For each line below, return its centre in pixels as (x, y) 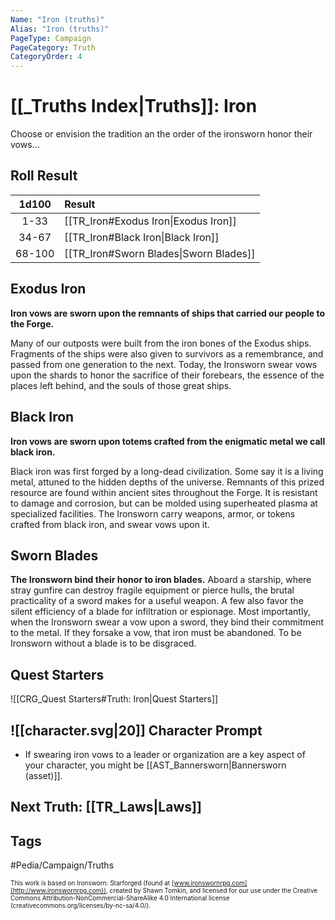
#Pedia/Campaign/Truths (62, 865)
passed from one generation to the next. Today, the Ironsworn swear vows (164, 364)
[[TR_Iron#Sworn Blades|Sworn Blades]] (160, 253)
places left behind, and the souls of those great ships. (121, 385)
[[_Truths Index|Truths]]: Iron (134, 106)
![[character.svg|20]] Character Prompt (136, 730)
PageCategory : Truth (53, 47)
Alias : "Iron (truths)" (60, 29)
